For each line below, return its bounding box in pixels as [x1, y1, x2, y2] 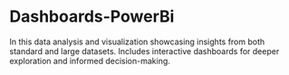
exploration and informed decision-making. [9, 55, 170, 66]
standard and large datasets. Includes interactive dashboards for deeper [9, 45, 280, 56]
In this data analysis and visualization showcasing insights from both [9, 36, 265, 47]
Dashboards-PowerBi [9, 6, 175, 27]
